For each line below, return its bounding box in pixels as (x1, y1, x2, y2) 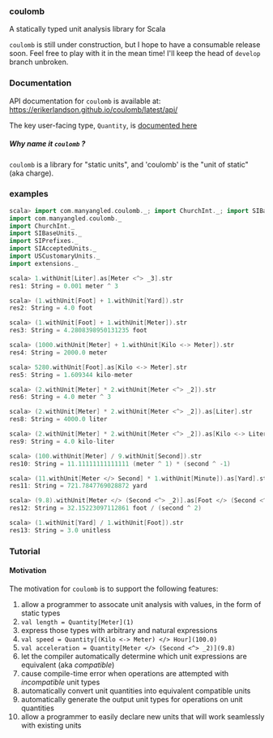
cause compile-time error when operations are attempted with (20, 668, 229, 678)
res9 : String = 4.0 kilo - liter (9, 437, 115, 445)
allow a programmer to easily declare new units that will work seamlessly (20, 711, 265, 721)
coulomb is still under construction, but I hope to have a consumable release (9, 40, 261, 50)
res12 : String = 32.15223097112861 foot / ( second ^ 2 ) (9, 504, 202, 513)
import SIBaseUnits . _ (9, 229, 83, 237)
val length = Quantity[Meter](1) (20, 618, 134, 627)
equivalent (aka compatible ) (20, 660, 115, 670)
